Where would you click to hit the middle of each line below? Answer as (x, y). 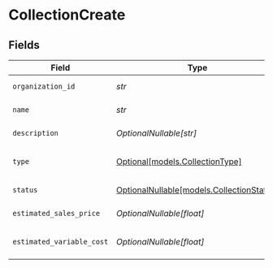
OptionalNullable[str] (157, 133)
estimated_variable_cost (61, 242)
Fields (24, 45)
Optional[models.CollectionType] (179, 162)
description (36, 133)
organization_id (44, 86)
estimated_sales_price (56, 213)
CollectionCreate (67, 15)
